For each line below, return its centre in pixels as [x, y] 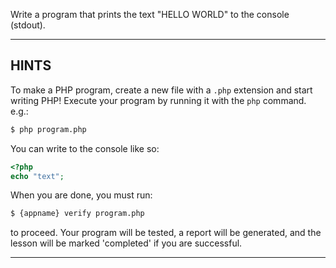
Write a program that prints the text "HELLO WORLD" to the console [150, 14]
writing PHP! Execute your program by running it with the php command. [158, 100]
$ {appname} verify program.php [77, 214]
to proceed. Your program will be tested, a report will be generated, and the [166, 233]
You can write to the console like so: [85, 148]
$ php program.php [48, 129]
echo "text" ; [37, 176]
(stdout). [28, 25]
